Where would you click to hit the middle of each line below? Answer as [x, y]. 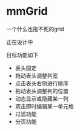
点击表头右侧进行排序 [42, 83]
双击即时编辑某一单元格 [44, 106]
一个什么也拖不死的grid [35, 29]
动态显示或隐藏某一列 [42, 99]
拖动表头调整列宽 [36, 75]
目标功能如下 [22, 55]
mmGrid [27, 11]
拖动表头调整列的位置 [42, 91]
